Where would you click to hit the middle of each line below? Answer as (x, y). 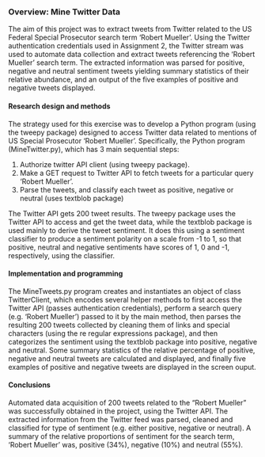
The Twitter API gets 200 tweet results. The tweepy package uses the (122, 213)
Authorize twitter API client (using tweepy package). (104, 164)
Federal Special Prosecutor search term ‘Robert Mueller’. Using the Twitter (129, 37)
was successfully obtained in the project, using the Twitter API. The (118, 411)
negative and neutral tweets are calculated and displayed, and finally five (127, 358)
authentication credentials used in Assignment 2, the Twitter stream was (126, 46)
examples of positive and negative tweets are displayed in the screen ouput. (132, 367)
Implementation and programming (66, 274)
